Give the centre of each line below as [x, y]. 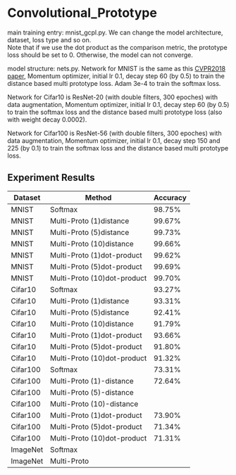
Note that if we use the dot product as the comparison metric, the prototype [117, 47]
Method [98, 197]
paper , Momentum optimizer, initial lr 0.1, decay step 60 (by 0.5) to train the [116, 76]
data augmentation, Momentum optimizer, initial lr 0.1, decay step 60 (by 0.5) [118, 104]
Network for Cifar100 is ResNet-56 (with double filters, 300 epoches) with [114, 133]
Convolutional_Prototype [82, 13]
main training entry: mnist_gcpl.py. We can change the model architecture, [115, 32]
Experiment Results [51, 178]
